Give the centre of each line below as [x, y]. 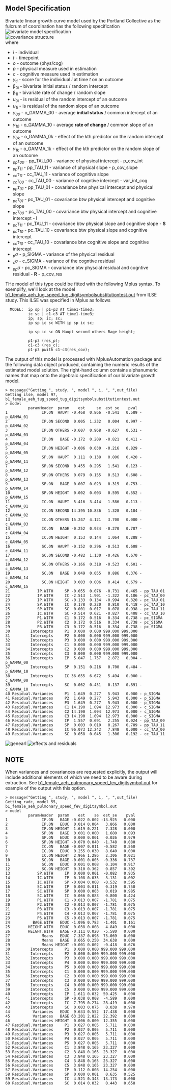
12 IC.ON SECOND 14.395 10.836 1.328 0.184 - [74, 511]
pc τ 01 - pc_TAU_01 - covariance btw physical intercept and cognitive [84, 200]
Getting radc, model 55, [32, 802]
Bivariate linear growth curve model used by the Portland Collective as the [83, 20]
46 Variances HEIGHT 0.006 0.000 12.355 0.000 [70, 1021]
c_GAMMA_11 [17, 551]
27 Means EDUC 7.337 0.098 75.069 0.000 [70, 936]
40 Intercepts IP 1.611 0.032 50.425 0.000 [70, 994]
